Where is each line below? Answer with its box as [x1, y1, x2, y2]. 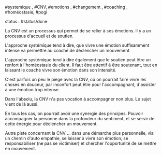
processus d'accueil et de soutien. [5, 33, 74, 39]
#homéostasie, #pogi [5, 9, 47, 15]
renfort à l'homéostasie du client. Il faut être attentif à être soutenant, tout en [5, 62, 158, 68]
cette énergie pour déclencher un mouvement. [5, 121, 98, 127]
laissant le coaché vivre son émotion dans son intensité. [5, 67, 117, 73]
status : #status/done [5, 19, 47, 24]
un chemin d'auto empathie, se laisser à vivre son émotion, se [5, 135, 129, 141]
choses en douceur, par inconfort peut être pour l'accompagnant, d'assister [5, 82, 156, 87]
